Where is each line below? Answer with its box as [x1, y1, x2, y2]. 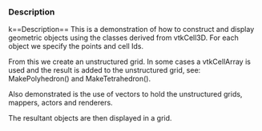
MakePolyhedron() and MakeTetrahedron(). [8, 74, 151, 84]
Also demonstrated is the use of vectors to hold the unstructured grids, [8, 89, 243, 99]
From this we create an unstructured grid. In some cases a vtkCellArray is [8, 57, 251, 66]
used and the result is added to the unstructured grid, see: [8, 65, 201, 75]
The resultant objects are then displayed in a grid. [8, 113, 172, 123]
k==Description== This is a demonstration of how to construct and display [8, 25, 255, 34]
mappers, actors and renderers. [8, 98, 114, 108]
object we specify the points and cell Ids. [8, 42, 144, 51]
